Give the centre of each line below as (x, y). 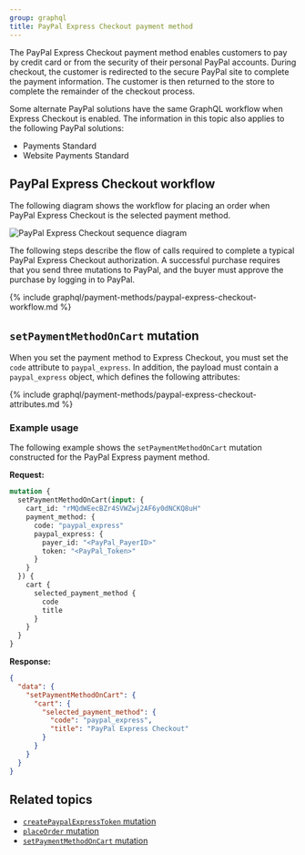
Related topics (51, 799)
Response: (30, 662)
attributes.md (35, 404)
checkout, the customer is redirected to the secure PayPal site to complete (149, 71)
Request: (27, 475)
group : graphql (38, 18)
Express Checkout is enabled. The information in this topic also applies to (147, 118)
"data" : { (36, 687)
